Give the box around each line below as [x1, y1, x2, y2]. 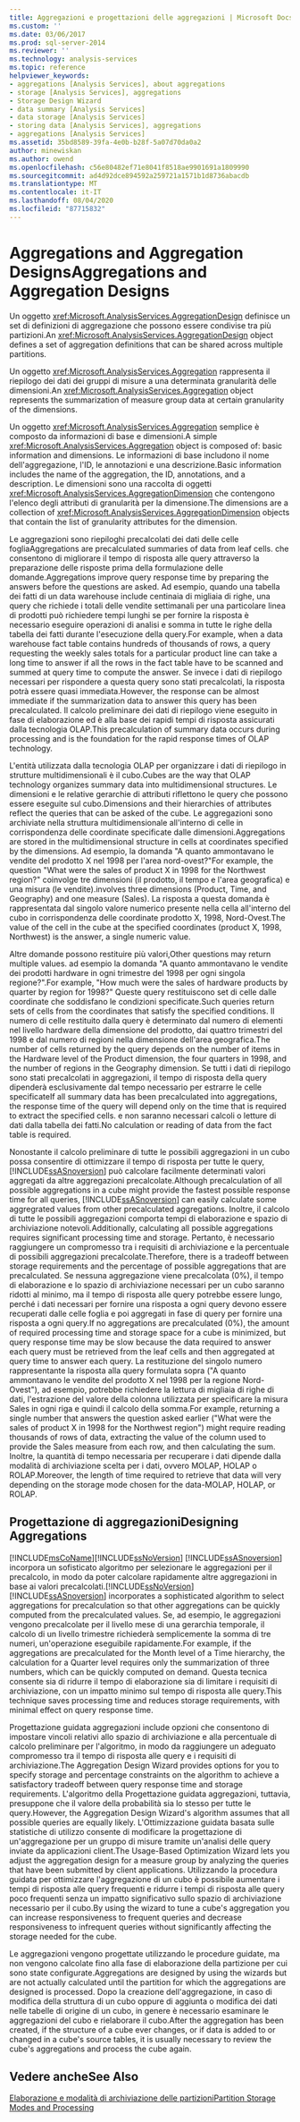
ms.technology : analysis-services [9, 55, 138, 64]
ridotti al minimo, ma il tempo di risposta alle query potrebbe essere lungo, [9, 1289, 283, 1300]
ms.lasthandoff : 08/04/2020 [9, 196, 114, 206]
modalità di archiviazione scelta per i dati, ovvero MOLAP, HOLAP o [9, 1460, 257, 1471]
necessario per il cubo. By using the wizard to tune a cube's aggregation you [9, 1902, 290, 1913]
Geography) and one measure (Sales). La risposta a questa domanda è [9, 893, 271, 904]
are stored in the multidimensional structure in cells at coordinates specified [9, 836, 288, 846]
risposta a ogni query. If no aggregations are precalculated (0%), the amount [9, 1317, 290, 1328]
